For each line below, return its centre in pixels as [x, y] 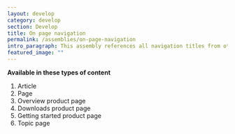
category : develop [34, 20]
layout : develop [31, 14]
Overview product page [51, 100]
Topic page [34, 123]
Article [27, 86]
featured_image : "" [36, 53]
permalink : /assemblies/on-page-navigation [72, 40]
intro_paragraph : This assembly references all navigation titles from [114, 46]
